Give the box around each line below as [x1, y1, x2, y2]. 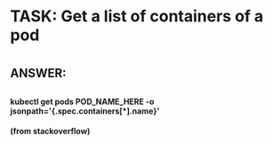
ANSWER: [10, 66, 67, 81]
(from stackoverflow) [10, 126, 91, 137]
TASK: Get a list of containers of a [10, 6, 264, 27]
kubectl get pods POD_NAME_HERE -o [10, 96, 155, 107]
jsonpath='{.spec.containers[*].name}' [10, 105, 160, 116]
